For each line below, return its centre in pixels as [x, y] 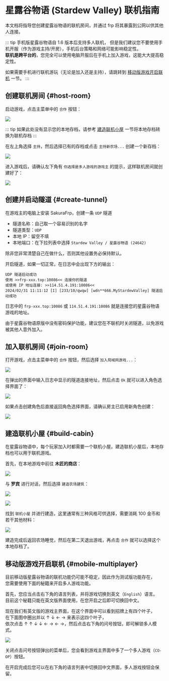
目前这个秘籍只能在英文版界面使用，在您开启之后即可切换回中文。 [73, 600]
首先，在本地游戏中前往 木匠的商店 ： [43, 464]
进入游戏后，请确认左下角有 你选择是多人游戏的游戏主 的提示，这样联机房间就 [82, 166]
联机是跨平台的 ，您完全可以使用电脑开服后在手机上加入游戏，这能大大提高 [82, 55]
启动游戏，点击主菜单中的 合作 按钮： [43, 109]
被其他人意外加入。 [25, 329]
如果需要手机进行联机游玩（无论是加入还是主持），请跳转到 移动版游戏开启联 [84, 72]
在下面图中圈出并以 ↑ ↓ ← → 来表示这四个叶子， [56, 617]
